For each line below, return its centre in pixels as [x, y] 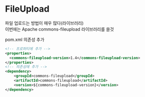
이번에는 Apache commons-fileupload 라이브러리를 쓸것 [60, 29]
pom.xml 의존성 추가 [25, 39]
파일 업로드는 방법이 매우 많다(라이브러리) [44, 23]
